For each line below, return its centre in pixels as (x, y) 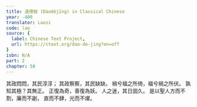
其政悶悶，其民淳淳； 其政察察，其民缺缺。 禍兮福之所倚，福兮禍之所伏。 (95, 83)
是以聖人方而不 (167, 91)
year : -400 (19, 17)
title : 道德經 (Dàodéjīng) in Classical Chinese (66, 11)
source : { (18, 34)
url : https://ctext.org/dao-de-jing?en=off (65, 45)
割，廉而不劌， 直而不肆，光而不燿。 (51, 98)
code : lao (18, 28)
